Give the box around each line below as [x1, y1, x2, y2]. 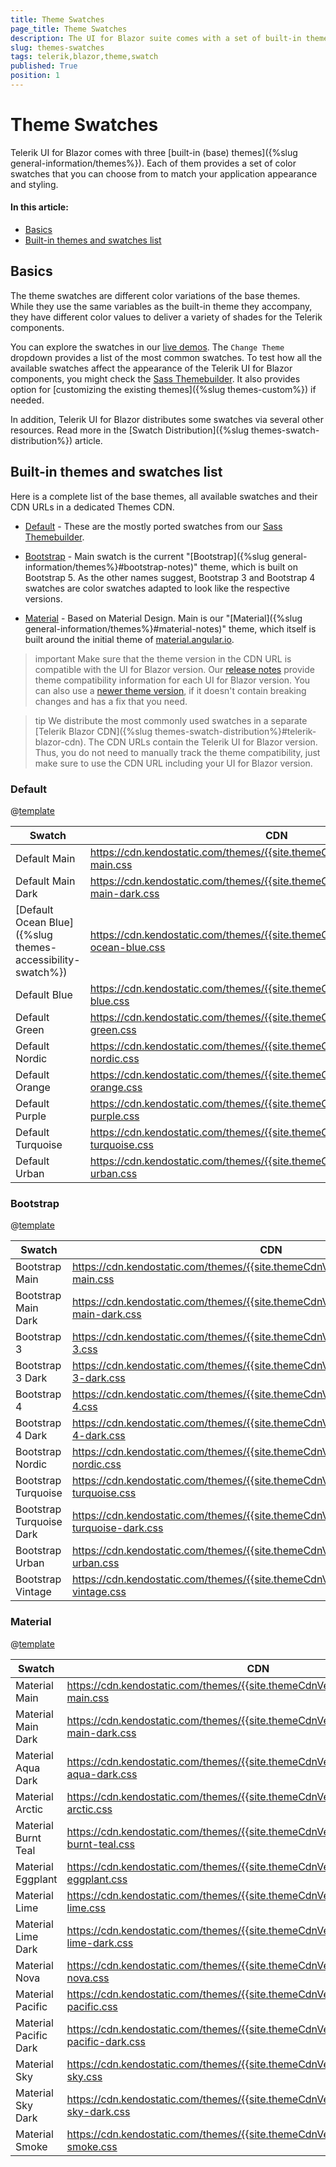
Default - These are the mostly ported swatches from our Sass [24, 520, 283, 532]
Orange [15, 1080, 51, 1094]
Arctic [15, 1802, 44, 1816]
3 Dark [15, 1371, 48, 1385]
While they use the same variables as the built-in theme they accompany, [10, 300, 313, 312]
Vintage [15, 1585, 52, 1599]
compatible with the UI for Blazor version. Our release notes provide [34, 663, 315, 675]
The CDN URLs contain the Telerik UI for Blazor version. [88, 736, 318, 748]
